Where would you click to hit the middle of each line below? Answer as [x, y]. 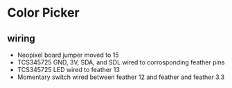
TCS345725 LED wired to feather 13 [68, 70]
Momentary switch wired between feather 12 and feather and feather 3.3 [121, 77]
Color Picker [43, 13]
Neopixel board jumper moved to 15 [68, 55]
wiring [21, 38]
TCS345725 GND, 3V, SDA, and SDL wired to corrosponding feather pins [121, 62]
